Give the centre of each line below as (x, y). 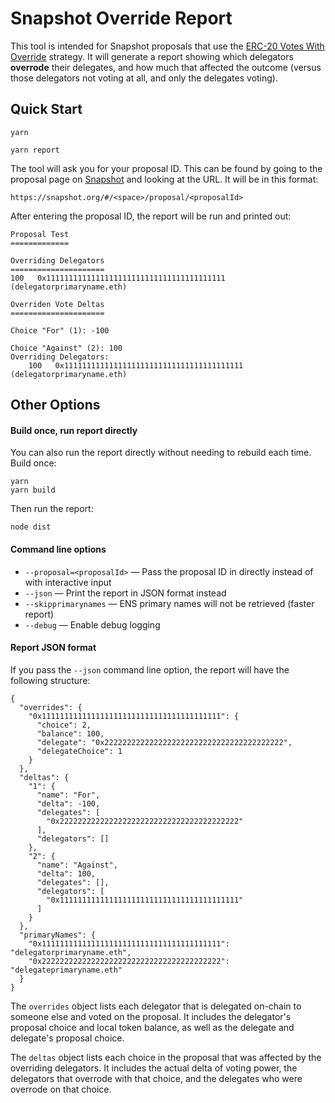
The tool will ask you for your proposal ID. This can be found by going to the (166, 168)
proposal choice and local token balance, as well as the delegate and (152, 1027)
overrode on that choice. (61, 1089)
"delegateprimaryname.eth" (66, 970)
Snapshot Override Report (121, 18)
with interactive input (68, 582)
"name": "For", (68, 795)
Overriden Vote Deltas (57, 304)
